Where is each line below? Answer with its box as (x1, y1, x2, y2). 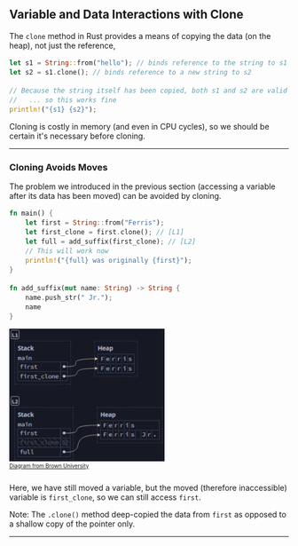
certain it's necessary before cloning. (9, 131, 146, 141)
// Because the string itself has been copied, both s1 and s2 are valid (9, 86, 288, 96)
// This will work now (25, 246, 109, 256)
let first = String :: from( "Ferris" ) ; (25, 218, 165, 227)
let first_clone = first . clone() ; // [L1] (25, 228, 184, 237)
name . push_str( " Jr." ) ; (25, 293, 114, 303)
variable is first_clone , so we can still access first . (9, 492, 201, 502)
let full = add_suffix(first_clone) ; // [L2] (25, 237, 197, 246)
